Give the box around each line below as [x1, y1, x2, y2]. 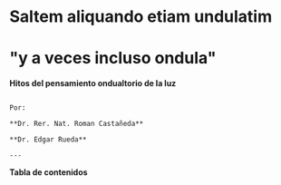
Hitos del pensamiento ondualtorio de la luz [9, 78, 177, 89]
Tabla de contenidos [9, 167, 88, 178]
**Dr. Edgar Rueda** [9, 135, 88, 144]
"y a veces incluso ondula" [9, 48, 217, 69]
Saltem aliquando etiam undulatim [9, 6, 273, 27]
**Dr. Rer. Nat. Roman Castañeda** [9, 120, 144, 129]
